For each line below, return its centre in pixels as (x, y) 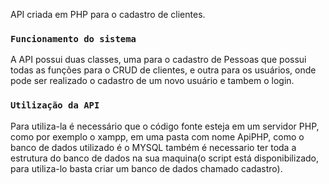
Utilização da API (55, 105)
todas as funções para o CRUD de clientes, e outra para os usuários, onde (163, 70)
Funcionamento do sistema (73, 38)
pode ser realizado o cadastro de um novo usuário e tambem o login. (152, 81)
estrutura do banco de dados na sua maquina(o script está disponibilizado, (164, 158)
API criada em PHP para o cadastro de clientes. (108, 14)
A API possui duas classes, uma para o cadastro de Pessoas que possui (158, 60)
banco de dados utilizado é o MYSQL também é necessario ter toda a (153, 147)
